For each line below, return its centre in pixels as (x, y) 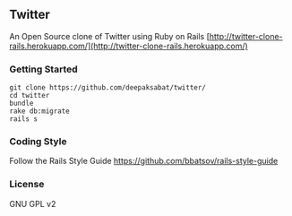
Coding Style (38, 142)
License (27, 185)
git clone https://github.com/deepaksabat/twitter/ (107, 88)
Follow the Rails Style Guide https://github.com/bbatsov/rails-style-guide (144, 161)
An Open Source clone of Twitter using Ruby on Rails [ (110, 36)
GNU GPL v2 (33, 203)
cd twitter (30, 96)
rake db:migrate (39, 111)
